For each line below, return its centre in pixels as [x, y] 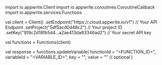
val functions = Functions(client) [38, 42]
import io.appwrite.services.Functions [44, 12]
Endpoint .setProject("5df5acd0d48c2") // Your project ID [64, 27]
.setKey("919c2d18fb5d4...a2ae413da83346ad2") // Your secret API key [78, 32]
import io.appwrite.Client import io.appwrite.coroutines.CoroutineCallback [80, 7]
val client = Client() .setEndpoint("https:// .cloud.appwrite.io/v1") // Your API [81, 22]
